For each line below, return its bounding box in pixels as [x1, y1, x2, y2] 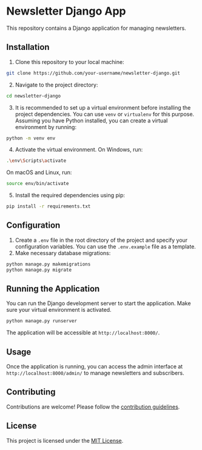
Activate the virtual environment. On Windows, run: [15, 146, 143, 153]
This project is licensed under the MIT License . [6, 437, 124, 444]
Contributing [6, 387, 56, 397]
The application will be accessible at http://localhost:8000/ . [6, 329, 160, 336]
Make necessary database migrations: [15, 249, 111, 256]
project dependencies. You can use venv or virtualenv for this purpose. [15, 110, 195, 118]
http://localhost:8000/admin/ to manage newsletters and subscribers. [6, 370, 184, 377]
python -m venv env [6, 135, 56, 141]
